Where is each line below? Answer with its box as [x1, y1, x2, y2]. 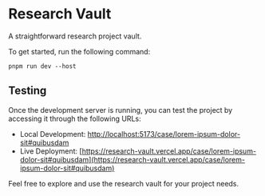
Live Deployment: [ [19, 146, 82, 156]
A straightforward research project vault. [8, 31, 142, 41]
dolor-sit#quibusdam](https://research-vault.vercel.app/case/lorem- [19, 154, 246, 164]
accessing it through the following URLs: [8, 114, 141, 123]
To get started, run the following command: [8, 46, 151, 56]
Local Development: [19, 129, 86, 138]
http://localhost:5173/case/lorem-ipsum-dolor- [87, 129, 241, 138]
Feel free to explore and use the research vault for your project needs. [8, 178, 239, 188]
